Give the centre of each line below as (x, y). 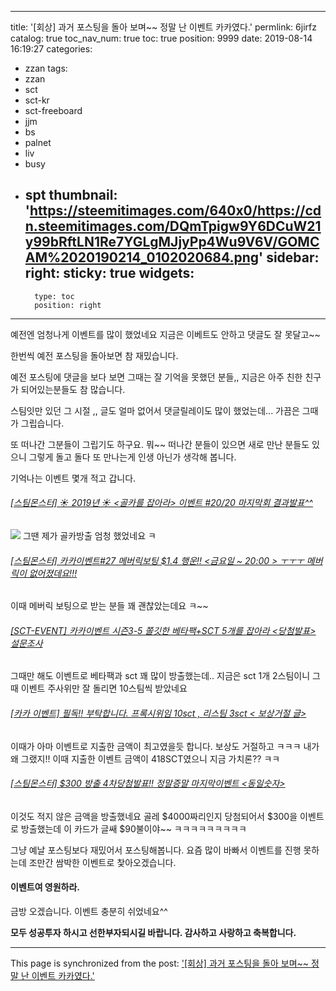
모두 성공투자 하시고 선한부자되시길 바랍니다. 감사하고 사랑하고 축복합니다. (153, 933)
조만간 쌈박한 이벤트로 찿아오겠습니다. (102, 862)
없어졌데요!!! (53, 573)
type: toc (54, 296)
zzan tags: (46, 68)
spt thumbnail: (71, 195)
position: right (68, 305)
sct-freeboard (53, 110)
